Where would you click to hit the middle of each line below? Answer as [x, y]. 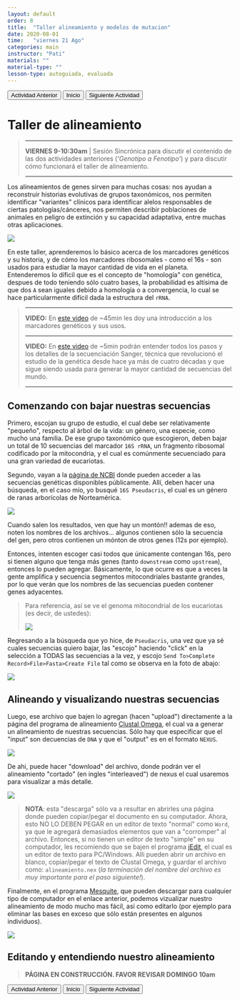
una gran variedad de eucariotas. [56, 461]
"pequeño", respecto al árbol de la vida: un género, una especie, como [111, 431]
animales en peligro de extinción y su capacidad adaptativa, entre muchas [117, 217]
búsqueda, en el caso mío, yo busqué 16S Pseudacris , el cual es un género [117, 490]
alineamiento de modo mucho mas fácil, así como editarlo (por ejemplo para [120, 906]
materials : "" [29, 61]
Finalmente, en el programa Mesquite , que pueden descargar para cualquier [120, 891]
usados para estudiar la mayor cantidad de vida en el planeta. [98, 267]
